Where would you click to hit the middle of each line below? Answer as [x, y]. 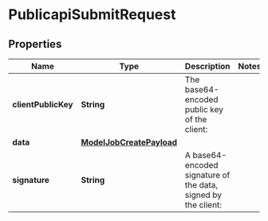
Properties [35, 44]
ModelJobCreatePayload [129, 142]
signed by [203, 195]
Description [207, 66]
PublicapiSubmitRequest [92, 15]
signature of [207, 175]
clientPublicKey [43, 105]
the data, [201, 185]
